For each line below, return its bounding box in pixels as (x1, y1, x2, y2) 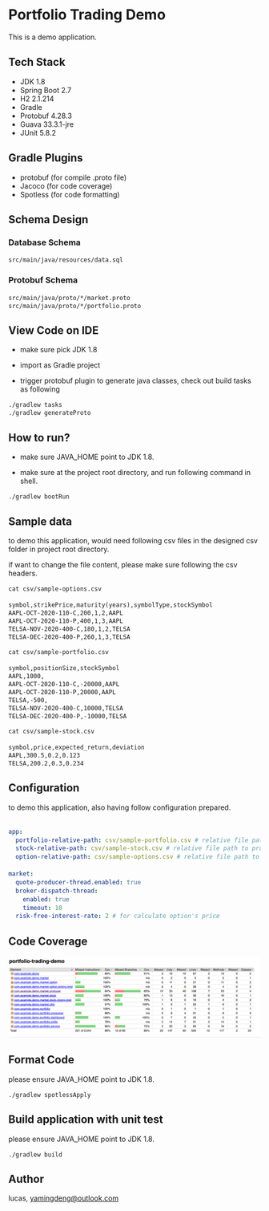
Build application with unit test (8, 1113, 163, 1127)
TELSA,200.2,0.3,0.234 (8, 759, 84, 767)
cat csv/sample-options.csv (8, 584, 102, 593)
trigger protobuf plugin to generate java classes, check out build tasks (19, 376, 252, 386)
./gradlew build (8, 1150, 62, 1159)
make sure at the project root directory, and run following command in (19, 468, 251, 477)
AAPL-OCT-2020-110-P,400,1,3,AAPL (8, 616, 124, 625)
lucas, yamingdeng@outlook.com (8, 1193, 119, 1203)
